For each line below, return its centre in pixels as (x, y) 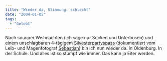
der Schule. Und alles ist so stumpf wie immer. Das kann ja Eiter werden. (80, 54)
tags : (11, 19)
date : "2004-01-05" (26, 14)
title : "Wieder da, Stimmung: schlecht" (48, 10)
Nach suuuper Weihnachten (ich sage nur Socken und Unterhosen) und (79, 38)
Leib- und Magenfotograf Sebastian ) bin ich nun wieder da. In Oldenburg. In (83, 48)
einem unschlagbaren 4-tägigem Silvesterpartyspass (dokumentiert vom (80, 43)
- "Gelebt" (21, 24)
